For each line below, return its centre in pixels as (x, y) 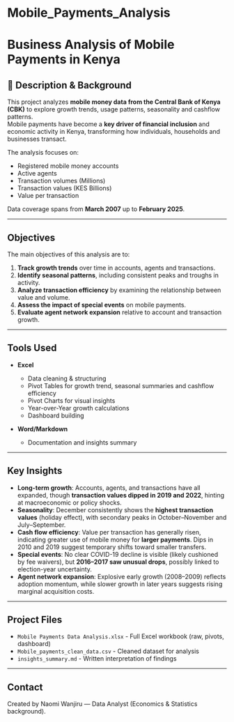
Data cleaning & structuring (67, 378)
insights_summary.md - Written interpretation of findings (97, 659)
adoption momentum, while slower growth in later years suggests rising (120, 584)
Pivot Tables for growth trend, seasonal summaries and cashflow (121, 385)
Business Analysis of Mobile (91, 45)
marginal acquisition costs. (56, 591)
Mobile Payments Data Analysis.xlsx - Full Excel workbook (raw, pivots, (120, 636)
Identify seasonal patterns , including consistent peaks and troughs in (118, 275)
